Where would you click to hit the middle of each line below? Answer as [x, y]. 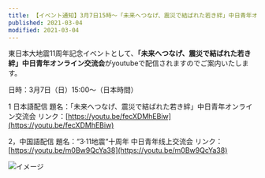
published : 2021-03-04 [45, 23]
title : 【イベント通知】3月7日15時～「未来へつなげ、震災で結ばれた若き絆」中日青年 [130, 15]
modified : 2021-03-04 [44, 30]
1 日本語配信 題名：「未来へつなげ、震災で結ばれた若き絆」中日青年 [117, 106]
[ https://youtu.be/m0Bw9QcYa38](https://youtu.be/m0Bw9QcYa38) [118, 150]
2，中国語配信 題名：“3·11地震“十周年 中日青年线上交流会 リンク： [116, 142]
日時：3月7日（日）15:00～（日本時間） [73, 90]
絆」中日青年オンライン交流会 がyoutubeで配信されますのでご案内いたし [125, 63]
